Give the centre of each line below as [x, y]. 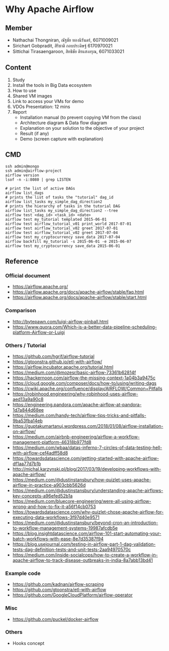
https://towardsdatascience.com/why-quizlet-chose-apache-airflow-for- [88, 512]
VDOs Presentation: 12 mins [41, 107]
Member [19, 28]
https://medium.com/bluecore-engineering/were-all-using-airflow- [82, 501]
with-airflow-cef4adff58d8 [40, 453]
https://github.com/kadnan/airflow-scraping [58, 584]
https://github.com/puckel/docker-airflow [56, 619]
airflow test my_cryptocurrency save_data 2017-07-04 [63, 237]
